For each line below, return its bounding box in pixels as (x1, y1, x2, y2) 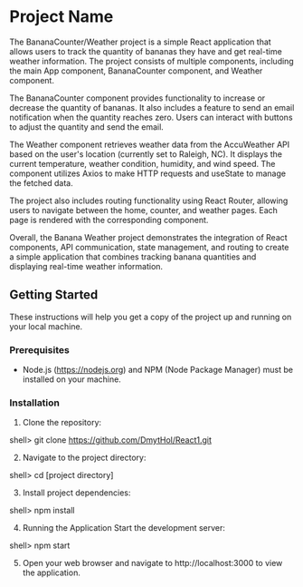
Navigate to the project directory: (22, 452, 147, 464)
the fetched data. (9, 177, 74, 188)
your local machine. (9, 320, 83, 332)
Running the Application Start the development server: (22, 523, 226, 533)
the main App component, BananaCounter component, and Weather (9, 65, 263, 76)
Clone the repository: (22, 417, 102, 428)
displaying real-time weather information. (9, 260, 164, 271)
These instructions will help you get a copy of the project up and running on (9, 311, 292, 322)
